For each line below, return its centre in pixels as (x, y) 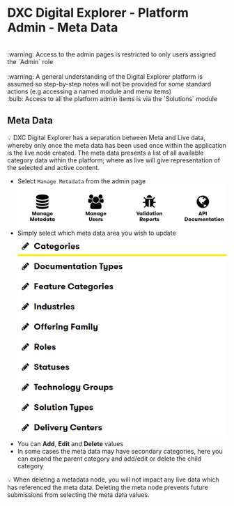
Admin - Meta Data (63, 28)
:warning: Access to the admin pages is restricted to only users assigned (112, 54)
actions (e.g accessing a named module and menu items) (89, 91)
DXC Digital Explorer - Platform (98, 13)
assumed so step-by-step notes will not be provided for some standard (109, 84)
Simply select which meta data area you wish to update (96, 233)
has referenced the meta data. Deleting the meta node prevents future (108, 488)
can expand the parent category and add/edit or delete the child (109, 459)
